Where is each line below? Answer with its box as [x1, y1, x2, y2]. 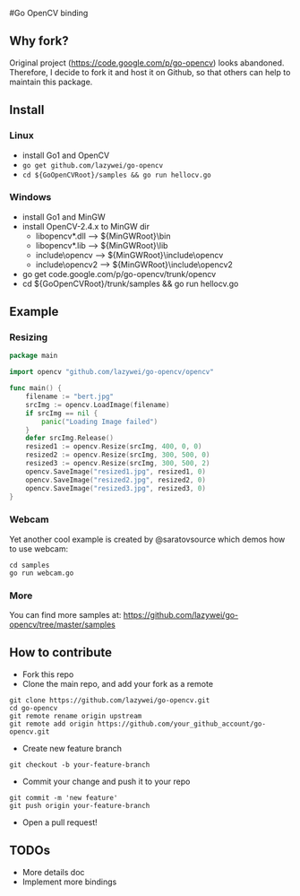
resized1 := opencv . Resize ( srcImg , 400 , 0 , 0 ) [25, 442, 202, 451]
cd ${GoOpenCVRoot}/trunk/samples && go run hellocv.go [21, 278, 239, 289]
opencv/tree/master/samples [9, 619, 116, 631]
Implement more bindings [21, 876, 117, 887]
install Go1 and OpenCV [21, 150, 110, 161]
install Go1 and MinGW [21, 211, 106, 222]
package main [9, 352, 58, 361]
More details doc [21, 866, 85, 877]
